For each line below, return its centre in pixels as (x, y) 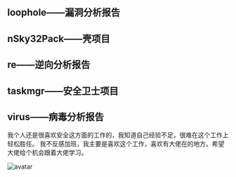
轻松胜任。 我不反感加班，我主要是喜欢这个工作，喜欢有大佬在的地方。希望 (116, 144)
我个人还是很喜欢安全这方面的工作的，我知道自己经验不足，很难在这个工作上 (118, 135)
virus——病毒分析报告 (55, 117)
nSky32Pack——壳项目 (59, 38)
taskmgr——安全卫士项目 (63, 91)
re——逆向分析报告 (49, 65)
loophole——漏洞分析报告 (64, 13)
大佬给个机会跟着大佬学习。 (47, 152)
